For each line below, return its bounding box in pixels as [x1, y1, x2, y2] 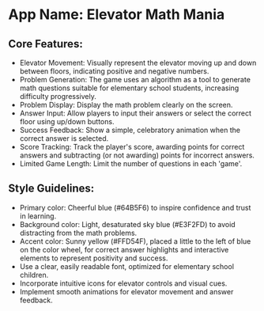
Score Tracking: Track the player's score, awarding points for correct [19, 142, 245, 151]
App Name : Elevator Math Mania [8, 6, 225, 24]
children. [19, 270, 49, 279]
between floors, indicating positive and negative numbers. [19, 66, 209, 76]
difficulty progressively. [19, 92, 96, 101]
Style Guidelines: [8, 182, 95, 195]
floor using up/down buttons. [19, 117, 115, 126]
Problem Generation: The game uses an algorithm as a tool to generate [19, 75, 251, 84]
